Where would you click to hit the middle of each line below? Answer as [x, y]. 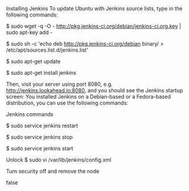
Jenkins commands [30, 114]
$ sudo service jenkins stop [40, 137]
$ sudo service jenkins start [40, 148]
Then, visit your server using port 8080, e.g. [60, 84]
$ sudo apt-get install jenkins [41, 73]
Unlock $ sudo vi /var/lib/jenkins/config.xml [59, 160]
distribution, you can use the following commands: [67, 103]
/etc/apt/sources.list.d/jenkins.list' [47, 50]
